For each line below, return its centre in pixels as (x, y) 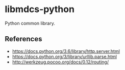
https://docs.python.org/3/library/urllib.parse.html (64, 56)
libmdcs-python (40, 9)
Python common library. (30, 23)
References (23, 39)
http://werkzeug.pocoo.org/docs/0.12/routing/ (60, 62)
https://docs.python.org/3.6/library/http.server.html (66, 51)
